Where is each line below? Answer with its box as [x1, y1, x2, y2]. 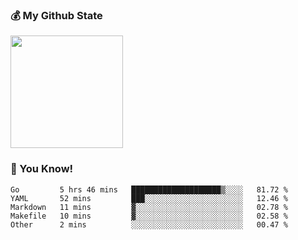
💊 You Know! [10, 162, 74, 176]
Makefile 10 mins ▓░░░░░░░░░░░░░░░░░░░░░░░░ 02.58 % [10, 211, 288, 221]
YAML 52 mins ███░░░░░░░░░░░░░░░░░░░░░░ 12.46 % [10, 193, 288, 203]
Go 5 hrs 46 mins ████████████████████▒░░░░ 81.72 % [10, 184, 288, 195]
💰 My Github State [10, 8, 103, 22]
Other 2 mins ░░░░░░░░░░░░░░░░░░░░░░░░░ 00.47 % [10, 219, 288, 230]
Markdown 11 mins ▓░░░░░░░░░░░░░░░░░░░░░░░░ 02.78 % [10, 202, 288, 212]
